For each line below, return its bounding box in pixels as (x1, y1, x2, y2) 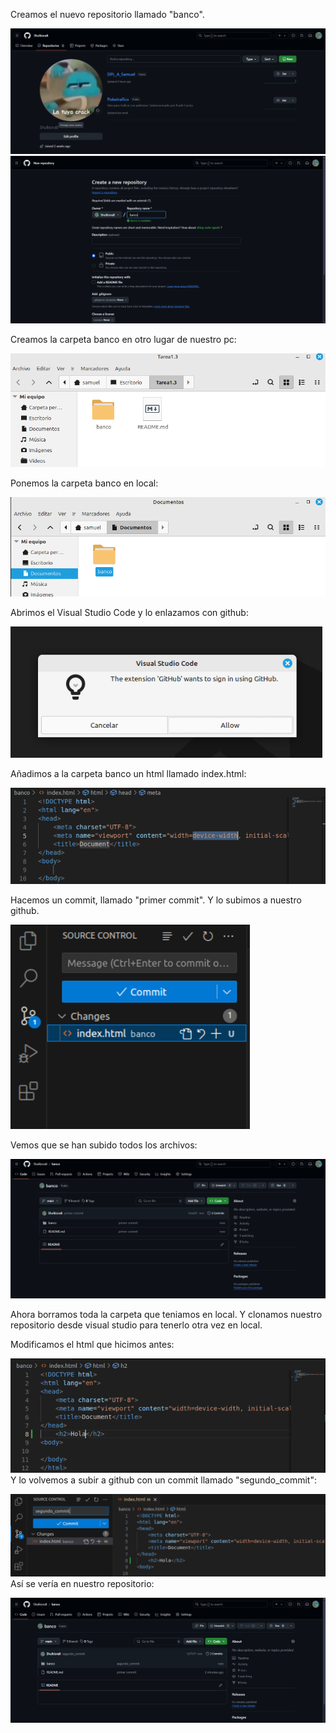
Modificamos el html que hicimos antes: (10, 1338, 175, 1350)
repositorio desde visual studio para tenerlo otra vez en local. (10, 1319, 263, 1331)
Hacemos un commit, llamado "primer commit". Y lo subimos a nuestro (10, 894, 302, 906)
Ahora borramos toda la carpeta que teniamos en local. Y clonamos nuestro (10, 1308, 323, 1320)
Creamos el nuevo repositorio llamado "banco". (10, 9, 205, 20)
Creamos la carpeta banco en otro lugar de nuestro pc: (10, 334, 237, 346)
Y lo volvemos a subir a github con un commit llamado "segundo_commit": (10, 1474, 318, 1486)
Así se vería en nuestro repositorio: (10, 1578, 155, 1590)
